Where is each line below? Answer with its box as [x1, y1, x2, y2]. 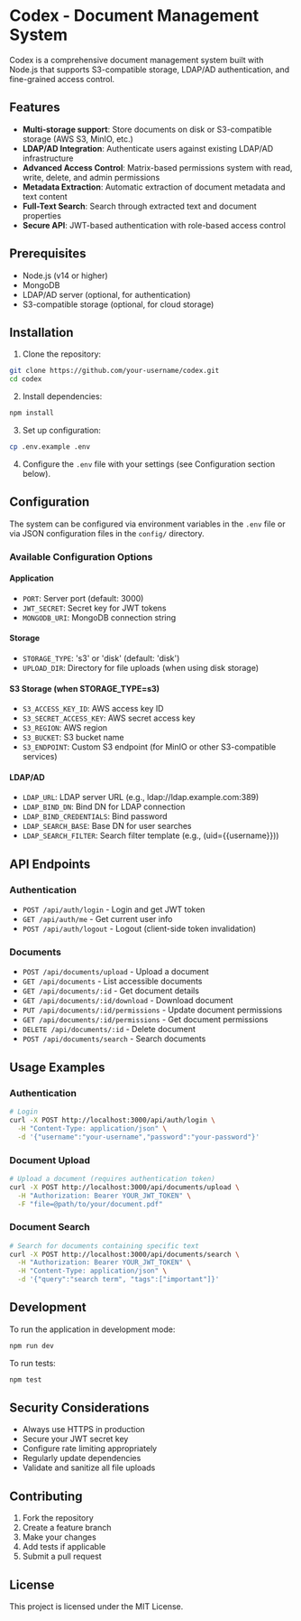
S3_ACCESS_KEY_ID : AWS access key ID [22, 703, 164, 714]
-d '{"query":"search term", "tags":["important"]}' [17, 1275, 220, 1284]
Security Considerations [9, 1401, 150, 1416]
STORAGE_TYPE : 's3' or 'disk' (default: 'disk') [22, 653, 180, 664]
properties [22, 210, 61, 221]
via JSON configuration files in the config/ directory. [9, 527, 205, 538]
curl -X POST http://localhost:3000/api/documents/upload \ [9, 1182, 241, 1192]
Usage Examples [9, 1059, 105, 1075]
